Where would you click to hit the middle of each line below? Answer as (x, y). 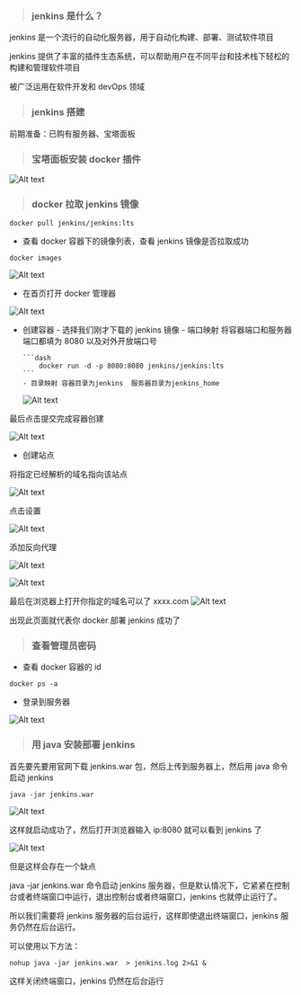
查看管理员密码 (64, 646)
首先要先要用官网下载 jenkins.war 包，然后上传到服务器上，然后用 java (140, 766)
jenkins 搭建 (58, 112)
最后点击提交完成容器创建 (57, 419)
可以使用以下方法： (45, 946)
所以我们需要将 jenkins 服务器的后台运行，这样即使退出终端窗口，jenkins (144, 915)
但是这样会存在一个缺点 (53, 866)
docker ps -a (34, 684)
